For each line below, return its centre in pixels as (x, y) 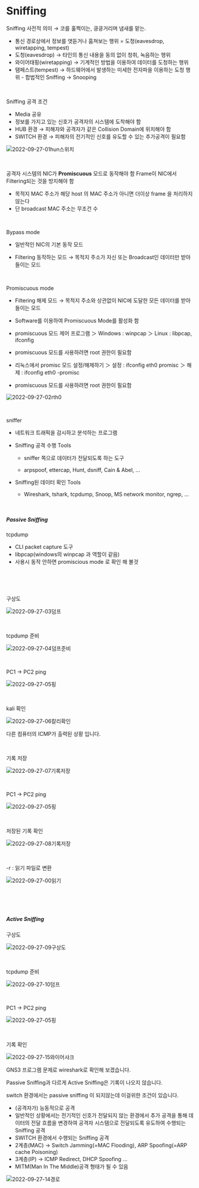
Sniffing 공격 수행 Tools (43, 445)
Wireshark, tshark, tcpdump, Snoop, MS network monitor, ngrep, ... (106, 494)
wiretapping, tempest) (42, 47)
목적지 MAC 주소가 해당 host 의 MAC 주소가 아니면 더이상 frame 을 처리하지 (104, 194)
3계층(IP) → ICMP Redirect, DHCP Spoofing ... (71, 1159)
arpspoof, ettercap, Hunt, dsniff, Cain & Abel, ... (82, 469)
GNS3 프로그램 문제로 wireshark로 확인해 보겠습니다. (69, 1070)
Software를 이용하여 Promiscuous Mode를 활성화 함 (77, 320)
